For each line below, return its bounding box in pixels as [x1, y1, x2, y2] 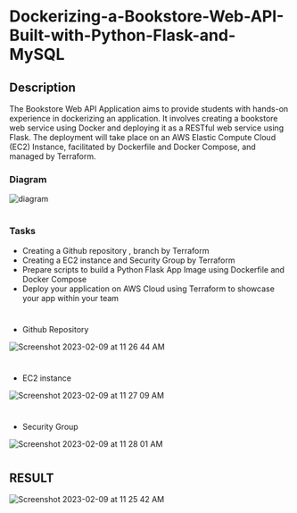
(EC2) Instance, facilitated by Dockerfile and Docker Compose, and [9, 141, 256, 152]
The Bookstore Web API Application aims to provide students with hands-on [9, 104, 289, 114]
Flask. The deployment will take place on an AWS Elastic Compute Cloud [9, 132, 276, 142]
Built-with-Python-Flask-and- [9, 25, 236, 46]
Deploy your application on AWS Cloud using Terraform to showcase [21, 283, 275, 294]
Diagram [9, 172, 47, 185]
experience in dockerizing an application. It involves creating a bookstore [9, 114, 278, 123]
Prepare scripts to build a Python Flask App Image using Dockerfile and [21, 264, 285, 274]
